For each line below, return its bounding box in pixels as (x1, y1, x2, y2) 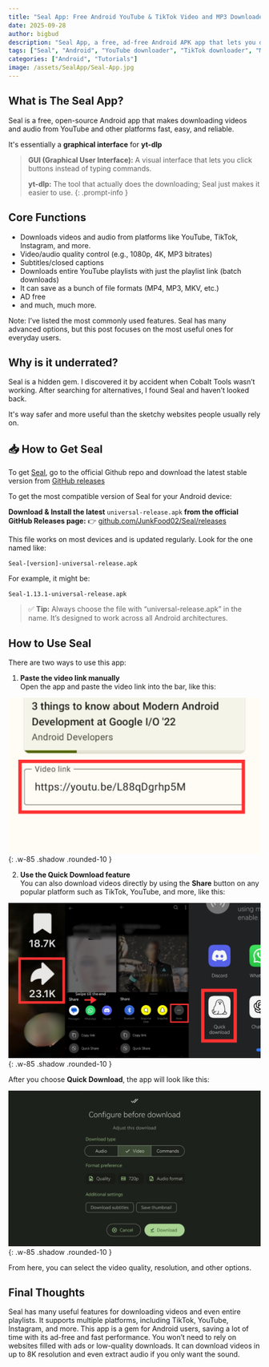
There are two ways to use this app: (8, 657, 126, 667)
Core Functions (8, 211, 86, 224)
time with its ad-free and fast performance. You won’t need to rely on (8, 1333, 237, 1342)
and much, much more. (19, 300, 97, 310)
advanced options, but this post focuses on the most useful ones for (8, 324, 234, 334)
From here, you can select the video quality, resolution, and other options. (8, 1262, 252, 1273)
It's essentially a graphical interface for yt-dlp (8, 139, 163, 149)
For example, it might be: (8, 573, 90, 584)
